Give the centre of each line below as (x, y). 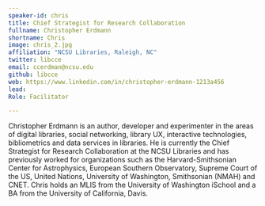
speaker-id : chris (38, 15)
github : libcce (33, 74)
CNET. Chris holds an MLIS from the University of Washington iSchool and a (132, 185)
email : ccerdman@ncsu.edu (51, 67)
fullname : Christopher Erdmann (60, 30)
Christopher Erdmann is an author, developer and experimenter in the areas (131, 126)
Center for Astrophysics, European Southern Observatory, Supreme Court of (133, 168)
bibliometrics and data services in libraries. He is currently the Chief (119, 143)
